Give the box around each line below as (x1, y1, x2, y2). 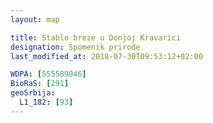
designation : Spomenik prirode (10, 42, 141, 52)
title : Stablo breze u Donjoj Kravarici (10, 32, 182, 43)
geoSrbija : (10, 88, 56, 98)
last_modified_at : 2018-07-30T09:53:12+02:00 (10, 51, 203, 61)
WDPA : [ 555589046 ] (10, 69, 87, 80)
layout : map (10, 14, 60, 25)
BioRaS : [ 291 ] (10, 79, 70, 89)
